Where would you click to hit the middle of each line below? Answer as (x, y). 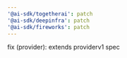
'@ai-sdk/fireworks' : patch (49, 27)
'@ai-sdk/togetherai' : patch (50, 14)
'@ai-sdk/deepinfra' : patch (49, 21)
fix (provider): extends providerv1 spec (64, 47)
